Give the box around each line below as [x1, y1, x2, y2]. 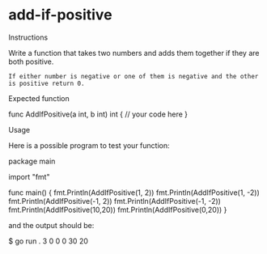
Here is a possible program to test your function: [8, 140, 170, 150]
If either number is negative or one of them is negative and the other [8, 72, 259, 80]
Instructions [8, 32, 49, 42]
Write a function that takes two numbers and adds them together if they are [8, 48, 260, 57]
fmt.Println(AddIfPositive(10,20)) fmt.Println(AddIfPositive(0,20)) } [8, 205, 227, 214]
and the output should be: [8, 220, 95, 230]
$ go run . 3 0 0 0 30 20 [8, 236, 89, 246]
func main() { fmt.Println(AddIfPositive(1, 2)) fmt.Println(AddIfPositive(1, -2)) [8, 188, 261, 197]
